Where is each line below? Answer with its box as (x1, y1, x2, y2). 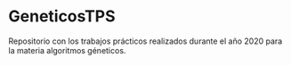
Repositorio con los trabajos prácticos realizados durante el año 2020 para (8, 36, 283, 46)
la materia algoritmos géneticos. (8, 45, 126, 55)
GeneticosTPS (8, 6, 117, 27)
